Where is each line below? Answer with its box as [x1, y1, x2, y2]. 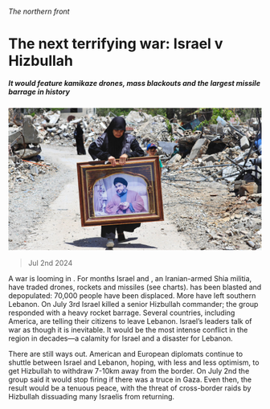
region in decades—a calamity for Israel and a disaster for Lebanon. [8, 333, 233, 343]
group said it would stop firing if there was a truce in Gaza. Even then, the [8, 374, 252, 385]
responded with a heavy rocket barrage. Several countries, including [8, 308, 235, 317]
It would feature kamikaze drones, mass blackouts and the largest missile [8, 79, 261, 88]
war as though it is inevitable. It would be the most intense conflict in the [8, 325, 248, 335]
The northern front [8, 6, 70, 16]
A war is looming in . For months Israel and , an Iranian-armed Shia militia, [8, 274, 252, 284]
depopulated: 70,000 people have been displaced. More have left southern [8, 291, 256, 301]
